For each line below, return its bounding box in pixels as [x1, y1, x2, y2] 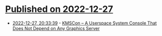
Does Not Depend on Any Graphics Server [12, 25, 100, 31]
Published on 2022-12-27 [5, 3, 113, 15]
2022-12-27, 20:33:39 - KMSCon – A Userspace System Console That [12, 20, 157, 26]
